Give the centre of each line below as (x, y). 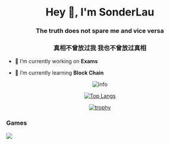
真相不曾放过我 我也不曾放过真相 (100, 48)
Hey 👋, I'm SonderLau (100, 12)
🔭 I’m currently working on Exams (56, 61)
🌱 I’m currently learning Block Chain (59, 73)
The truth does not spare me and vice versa (100, 31)
